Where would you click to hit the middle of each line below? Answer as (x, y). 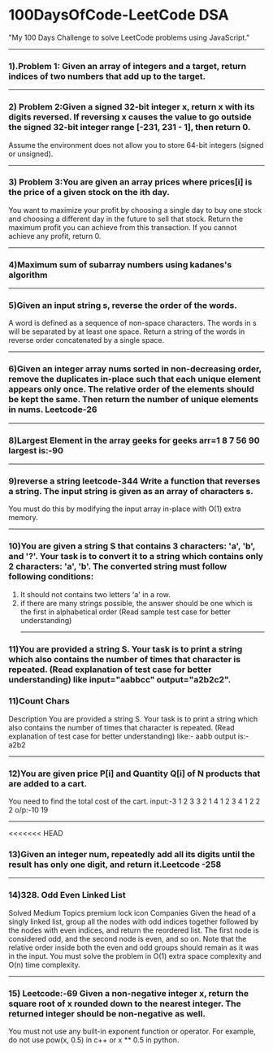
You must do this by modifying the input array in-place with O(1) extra (125, 509)
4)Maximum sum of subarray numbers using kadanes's (120, 264)
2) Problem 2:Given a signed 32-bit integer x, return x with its (132, 107)
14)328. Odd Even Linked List (67, 895)
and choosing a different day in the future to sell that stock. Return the (126, 219)
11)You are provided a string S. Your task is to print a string (126, 649)
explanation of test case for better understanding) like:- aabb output (122, 736)
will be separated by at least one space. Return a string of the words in (127, 331)
